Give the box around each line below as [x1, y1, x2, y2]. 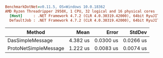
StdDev [129, 29, 147, 35]
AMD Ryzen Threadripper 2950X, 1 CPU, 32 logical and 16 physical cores [5, 9, 155, 14]
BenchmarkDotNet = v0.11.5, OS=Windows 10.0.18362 [5, 4, 105, 9]
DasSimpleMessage [7, 37, 53, 43]
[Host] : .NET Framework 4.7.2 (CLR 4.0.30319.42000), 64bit [9, 13, 145, 18]
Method [26, 29, 45, 35]
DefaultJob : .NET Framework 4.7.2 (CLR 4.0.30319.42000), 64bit [9, 18, 145, 23]
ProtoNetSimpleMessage [7, 44, 65, 51]
